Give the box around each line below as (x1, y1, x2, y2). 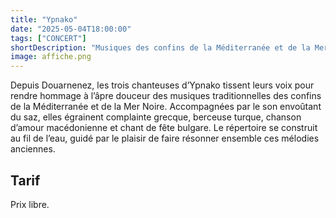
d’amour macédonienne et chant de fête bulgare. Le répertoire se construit (10, 122, 318, 134)
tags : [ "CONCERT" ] (10, 33, 87, 43)
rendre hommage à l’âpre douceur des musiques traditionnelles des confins (10, 90, 322, 102)
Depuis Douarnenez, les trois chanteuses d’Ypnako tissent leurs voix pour (10, 79, 315, 91)
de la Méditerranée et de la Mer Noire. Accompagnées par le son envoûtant (10, 101, 322, 113)
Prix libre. (10, 198, 50, 210)
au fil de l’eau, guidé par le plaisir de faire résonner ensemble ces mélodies (10, 132, 320, 145)
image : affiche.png (10, 52, 92, 62)
